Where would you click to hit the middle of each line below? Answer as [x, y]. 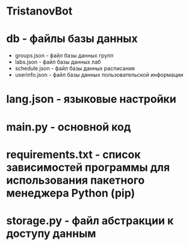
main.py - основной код [69, 127]
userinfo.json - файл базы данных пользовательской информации [99, 75]
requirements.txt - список [73, 154]
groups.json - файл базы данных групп [64, 56]
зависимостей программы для [88, 167]
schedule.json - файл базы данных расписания [75, 68]
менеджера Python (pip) [71, 193]
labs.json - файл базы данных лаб [58, 62]
